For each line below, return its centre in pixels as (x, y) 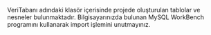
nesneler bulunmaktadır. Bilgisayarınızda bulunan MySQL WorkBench (105, 17)
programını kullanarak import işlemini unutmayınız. (79, 24)
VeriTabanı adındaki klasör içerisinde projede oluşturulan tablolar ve (104, 10)
